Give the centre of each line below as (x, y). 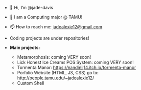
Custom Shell (30, 83)
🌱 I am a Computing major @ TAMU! (46, 17)
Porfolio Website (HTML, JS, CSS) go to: (58, 73)
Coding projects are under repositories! (49, 38)
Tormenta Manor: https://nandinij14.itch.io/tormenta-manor (76, 67)
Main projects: (25, 47)
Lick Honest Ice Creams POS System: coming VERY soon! (75, 62)
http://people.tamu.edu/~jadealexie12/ (56, 78)
